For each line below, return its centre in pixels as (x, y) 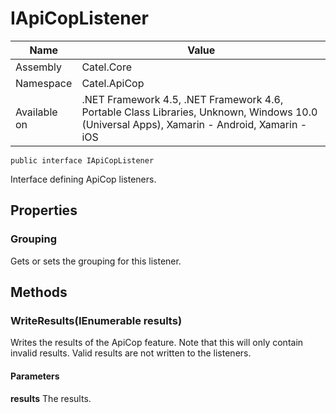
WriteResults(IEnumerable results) (96, 320)
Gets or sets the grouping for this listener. (96, 261)
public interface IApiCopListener (82, 160)
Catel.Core (107, 67)
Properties (44, 210)
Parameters (35, 376)
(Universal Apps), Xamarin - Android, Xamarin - (194, 124)
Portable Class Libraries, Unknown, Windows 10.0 (199, 112)
